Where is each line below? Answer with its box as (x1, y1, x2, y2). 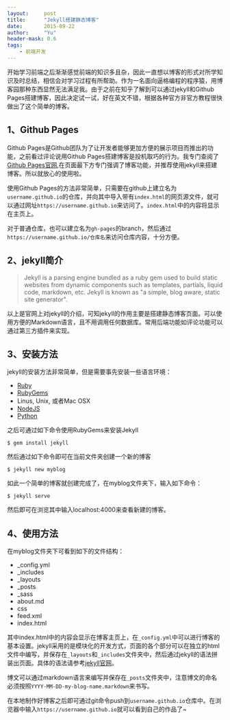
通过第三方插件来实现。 (7, 326, 73, 334)
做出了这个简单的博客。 (7, 102, 73, 110)
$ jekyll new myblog (7, 467, 66, 473)
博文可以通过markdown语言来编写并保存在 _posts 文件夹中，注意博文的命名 (7, 673, 218, 682)
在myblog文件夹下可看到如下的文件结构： (7, 547, 125, 556)
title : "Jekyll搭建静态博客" (7, 16, 99, 23)
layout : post (7, 10, 57, 17)
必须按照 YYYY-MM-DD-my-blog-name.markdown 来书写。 (7, 682, 154, 691)
